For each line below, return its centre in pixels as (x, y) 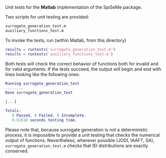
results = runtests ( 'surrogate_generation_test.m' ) (60, 49)
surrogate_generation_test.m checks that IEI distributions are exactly (77, 145)
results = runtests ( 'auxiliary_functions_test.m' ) (59, 54)
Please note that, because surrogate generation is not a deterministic (76, 129)
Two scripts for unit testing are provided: (47, 17)
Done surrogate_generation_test (39, 93)
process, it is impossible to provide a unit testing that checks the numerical (82, 135)
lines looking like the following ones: (43, 74)
